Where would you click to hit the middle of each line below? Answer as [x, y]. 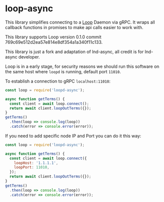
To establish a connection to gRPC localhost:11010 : [58, 81]
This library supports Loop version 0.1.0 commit [53, 37]
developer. [29, 57]
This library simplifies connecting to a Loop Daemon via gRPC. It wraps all [80, 22]
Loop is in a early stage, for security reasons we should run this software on [82, 66]
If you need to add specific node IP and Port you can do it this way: [73, 136]
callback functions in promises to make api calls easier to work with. [74, 27]
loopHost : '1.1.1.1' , [36, 163]
